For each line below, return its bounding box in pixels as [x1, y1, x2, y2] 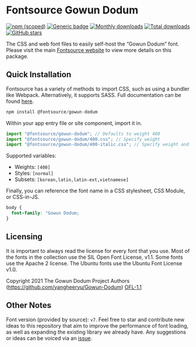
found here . [6, 98, 34, 105]
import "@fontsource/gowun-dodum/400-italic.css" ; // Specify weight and [6, 141, 190, 148]
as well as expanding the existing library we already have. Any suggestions [6, 328, 187, 335]
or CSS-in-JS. [6, 193, 40, 200]
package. [6, 53, 29, 60]
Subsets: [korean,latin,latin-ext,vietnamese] [14, 176, 129, 183]
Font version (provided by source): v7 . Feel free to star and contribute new [6, 316, 185, 323]
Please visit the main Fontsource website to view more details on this [6, 46, 172, 53]
